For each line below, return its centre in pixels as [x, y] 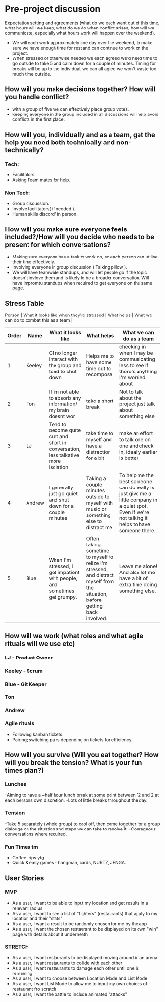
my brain [59, 410]
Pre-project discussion [53, 9]
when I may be [136, 353]
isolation [59, 467]
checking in [133, 347]
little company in [138, 500]
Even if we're [135, 512]
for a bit [95, 458]
